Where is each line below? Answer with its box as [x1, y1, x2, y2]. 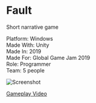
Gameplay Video [6, 90, 47, 97]
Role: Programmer [6, 60, 51, 68]
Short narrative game [6, 23, 59, 31]
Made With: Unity [6, 41, 49, 49]
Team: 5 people [6, 66, 45, 74]
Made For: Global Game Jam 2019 [6, 54, 91, 61]
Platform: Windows [6, 35, 53, 42]
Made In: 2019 [6, 47, 41, 54]
